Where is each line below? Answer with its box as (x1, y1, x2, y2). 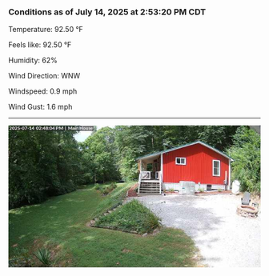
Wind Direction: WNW (8, 71, 81, 81)
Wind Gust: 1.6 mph (8, 102, 73, 112)
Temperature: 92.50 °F (8, 25, 84, 34)
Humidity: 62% (8, 55, 58, 66)
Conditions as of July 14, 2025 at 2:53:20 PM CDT (8, 6, 207, 18)
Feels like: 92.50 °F (8, 40, 72, 50)
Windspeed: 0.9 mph (8, 86, 78, 96)
